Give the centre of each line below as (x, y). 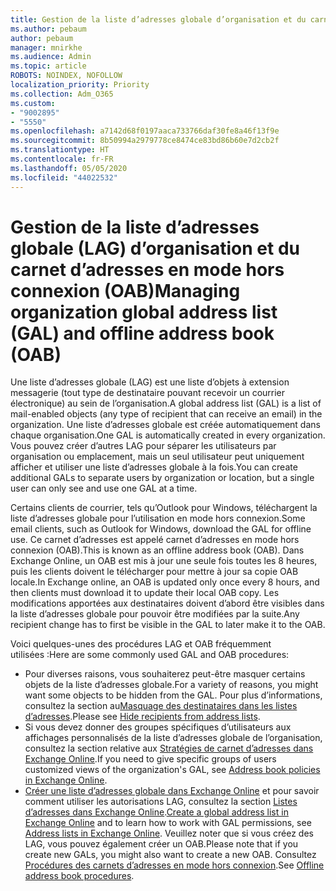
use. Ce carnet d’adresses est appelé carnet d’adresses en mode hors (155, 540)
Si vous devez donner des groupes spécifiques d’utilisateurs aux (158, 727)
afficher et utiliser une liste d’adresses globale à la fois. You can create (154, 467)
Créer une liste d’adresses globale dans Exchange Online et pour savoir (172, 791)
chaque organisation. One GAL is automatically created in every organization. (168, 435)
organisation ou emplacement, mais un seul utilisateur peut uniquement (157, 457)
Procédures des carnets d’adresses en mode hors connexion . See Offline (174, 865)
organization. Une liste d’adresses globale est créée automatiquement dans (165, 425)
